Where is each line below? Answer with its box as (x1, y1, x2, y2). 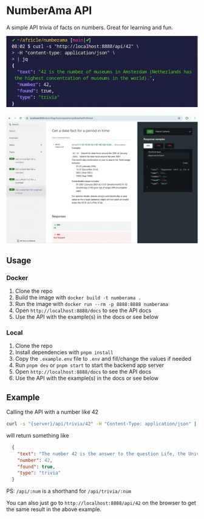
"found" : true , (17, 464, 56, 470)
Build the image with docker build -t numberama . (15, 293, 141, 301)
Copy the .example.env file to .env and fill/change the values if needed (15, 355, 192, 363)
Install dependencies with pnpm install (15, 349, 114, 356)
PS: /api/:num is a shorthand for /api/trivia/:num (6, 487, 132, 495)
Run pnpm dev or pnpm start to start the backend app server (15, 361, 165, 369)
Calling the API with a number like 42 (6, 408, 99, 416)
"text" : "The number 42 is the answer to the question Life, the (17, 451, 186, 457)
